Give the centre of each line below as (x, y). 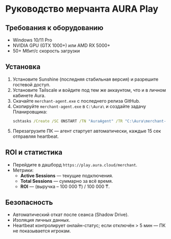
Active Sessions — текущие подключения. (67, 175)
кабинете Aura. (29, 95)
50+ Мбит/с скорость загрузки (46, 51)
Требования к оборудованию (54, 28)
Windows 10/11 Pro (32, 40)
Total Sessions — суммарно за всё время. (67, 181)
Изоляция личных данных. (41, 220)
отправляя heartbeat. (36, 136)
